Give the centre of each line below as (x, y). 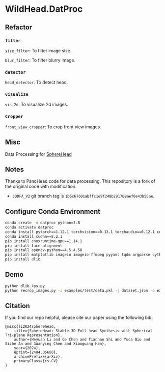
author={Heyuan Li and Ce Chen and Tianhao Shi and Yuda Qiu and (82, 340)
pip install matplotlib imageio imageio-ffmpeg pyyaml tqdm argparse (78, 255)
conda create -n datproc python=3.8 (42, 223)
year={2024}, (27, 348)
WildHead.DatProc (44, 9)
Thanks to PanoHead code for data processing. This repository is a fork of (80, 181)
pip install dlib (23, 259)
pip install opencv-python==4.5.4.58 (44, 250)
